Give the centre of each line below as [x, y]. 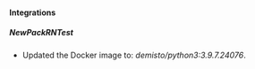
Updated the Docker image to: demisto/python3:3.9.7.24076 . [134, 55]
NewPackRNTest [42, 33]
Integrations [33, 12]
